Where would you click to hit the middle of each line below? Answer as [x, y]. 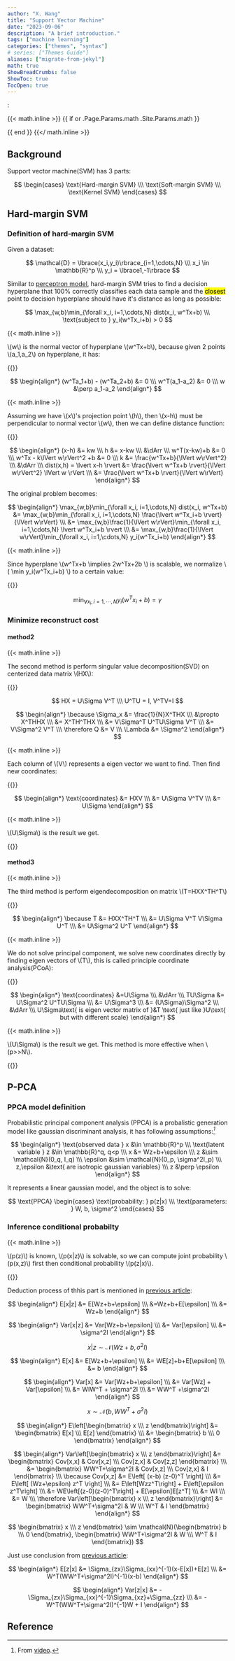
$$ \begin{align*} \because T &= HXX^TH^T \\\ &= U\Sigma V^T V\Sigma [117, 918]
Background [34, 154]
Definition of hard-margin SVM [60, 234]
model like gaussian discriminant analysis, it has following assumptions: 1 [111, 1130]
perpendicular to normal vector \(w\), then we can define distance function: [116, 423]
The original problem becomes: [52, 493]
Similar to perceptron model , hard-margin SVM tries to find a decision [107, 283]
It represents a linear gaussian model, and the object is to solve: [99, 1188]
